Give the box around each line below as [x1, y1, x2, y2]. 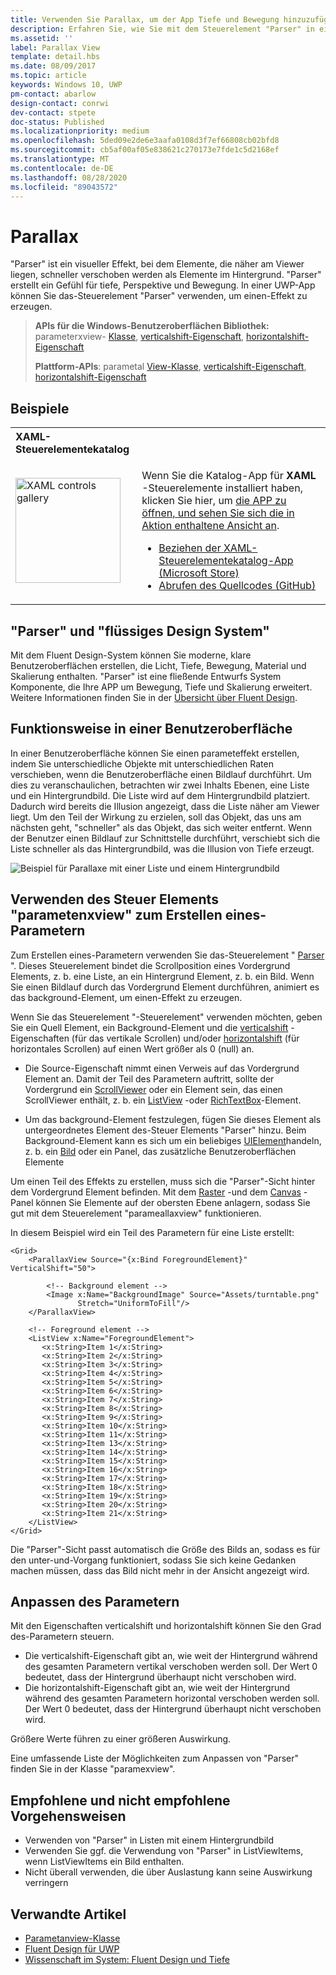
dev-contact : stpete [10, 107, 97, 118]
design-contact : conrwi [10, 98, 110, 108]
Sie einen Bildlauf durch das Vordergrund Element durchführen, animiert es [10, 981, 320, 993]
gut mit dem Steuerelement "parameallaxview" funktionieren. [10, 1207, 262, 1219]
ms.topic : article [10, 71, 87, 81]
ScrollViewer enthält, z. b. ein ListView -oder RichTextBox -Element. [24, 1094, 302, 1106]
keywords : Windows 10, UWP [10, 80, 123, 90]
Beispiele [10, 400, 70, 417]
